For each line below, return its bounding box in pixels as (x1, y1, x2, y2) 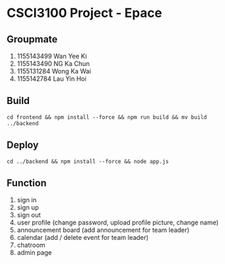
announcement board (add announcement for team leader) (16, 226, 190, 234)
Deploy (6, 139, 39, 151)
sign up (16, 203, 40, 212)
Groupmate (6, 33, 58, 45)
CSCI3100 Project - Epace (6, 5, 163, 21)
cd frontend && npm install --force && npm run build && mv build (6, 113, 207, 121)
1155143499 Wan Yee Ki (16, 52, 87, 60)
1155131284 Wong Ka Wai (16, 67, 92, 75)
